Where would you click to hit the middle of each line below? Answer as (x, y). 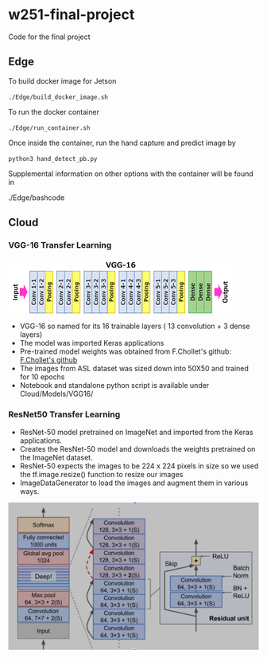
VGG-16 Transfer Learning (60, 245)
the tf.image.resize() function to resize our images (101, 474)
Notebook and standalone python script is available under (114, 386)
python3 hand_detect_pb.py (53, 159)
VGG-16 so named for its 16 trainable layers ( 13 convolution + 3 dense (135, 326)
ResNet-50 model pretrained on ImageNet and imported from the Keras (136, 432)
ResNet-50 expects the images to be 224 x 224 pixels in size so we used (139, 466)
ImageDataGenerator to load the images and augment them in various (134, 483)
